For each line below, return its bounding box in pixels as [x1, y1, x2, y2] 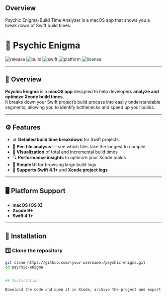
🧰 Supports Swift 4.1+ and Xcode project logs [12, 167, 108, 173]
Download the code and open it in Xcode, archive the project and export [5, 287, 162, 292]
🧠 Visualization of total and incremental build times [12, 149, 118, 155]
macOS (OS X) [12, 202, 43, 208]
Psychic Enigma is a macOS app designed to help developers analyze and [5, 88, 159, 94]
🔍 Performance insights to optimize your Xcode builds [12, 155, 126, 161]
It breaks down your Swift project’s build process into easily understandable [5, 99, 161, 105]
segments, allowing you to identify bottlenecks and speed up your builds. [5, 104, 155, 110]
